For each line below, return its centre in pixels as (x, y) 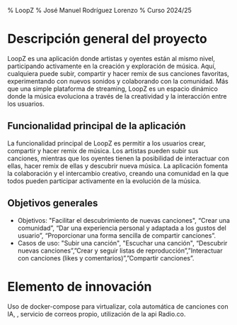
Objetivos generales (53, 203)
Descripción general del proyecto (107, 39)
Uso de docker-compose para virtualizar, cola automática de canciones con (118, 306)
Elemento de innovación (80, 286)
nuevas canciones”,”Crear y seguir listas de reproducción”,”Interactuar (120, 250)
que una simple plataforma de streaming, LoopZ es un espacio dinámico (112, 89)
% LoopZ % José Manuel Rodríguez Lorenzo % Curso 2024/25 (100, 10)
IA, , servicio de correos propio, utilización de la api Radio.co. (97, 314)
